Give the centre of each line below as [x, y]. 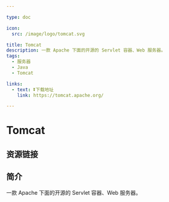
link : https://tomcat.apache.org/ [60, 95]
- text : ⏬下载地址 [33, 89]
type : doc [19, 17]
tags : [13, 56]
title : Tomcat [24, 45]
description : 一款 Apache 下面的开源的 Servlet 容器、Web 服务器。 [86, 50]
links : [14, 84]
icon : [13, 28]
